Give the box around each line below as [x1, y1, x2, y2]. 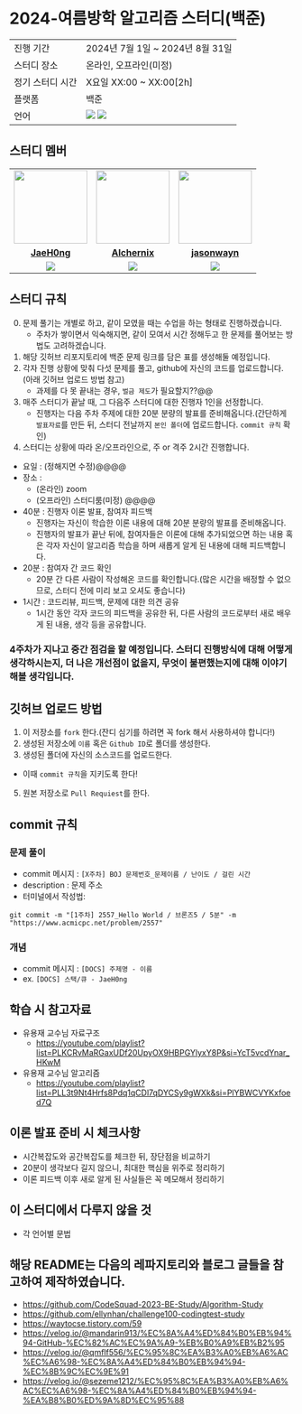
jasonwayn [190, 246, 240, 258]
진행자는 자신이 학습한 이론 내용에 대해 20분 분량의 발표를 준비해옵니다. [35, 516, 287, 528]
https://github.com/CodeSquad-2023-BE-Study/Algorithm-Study [22, 1298, 264, 1309]
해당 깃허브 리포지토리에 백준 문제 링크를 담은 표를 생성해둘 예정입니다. [22, 351, 270, 362]
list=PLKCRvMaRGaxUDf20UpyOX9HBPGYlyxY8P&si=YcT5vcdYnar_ [35, 1047, 290, 1058]
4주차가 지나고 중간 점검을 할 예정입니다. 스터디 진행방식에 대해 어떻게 [9, 643, 293, 656]
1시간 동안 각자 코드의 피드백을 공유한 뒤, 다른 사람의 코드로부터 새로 [35, 607, 275, 619]
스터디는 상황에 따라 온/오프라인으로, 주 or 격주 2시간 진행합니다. [22, 442, 250, 452]
